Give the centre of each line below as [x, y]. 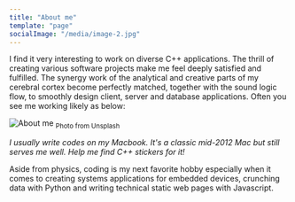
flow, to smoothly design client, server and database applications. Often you [148, 97]
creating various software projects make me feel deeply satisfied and [136, 68]
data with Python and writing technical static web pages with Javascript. [142, 188]
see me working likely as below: [67, 106]
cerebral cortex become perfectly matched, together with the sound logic [143, 87]
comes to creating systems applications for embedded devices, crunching [145, 179]
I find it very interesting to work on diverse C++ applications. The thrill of [142, 59]
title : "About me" [43, 17]
